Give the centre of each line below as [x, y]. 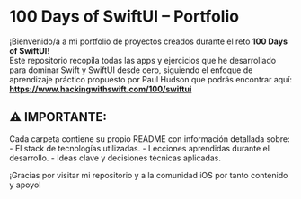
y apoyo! [26, 185]
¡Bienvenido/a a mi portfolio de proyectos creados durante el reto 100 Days [148, 41]
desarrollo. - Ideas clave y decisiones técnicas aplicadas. [115, 158]
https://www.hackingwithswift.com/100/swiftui [101, 89]
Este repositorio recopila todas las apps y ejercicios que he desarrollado [143, 60]
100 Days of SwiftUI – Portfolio [124, 17]
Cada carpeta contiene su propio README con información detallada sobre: [150, 138]
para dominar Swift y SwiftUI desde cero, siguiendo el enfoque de [131, 70]
